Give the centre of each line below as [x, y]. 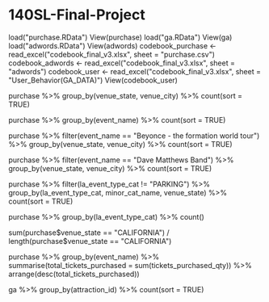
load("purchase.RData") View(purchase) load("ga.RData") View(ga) [120, 37]
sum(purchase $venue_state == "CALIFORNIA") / [89, 233]
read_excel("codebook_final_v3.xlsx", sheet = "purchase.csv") [112, 54]
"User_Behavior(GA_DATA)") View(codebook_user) [93, 80]
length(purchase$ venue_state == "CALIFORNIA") [90, 241]
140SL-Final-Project [77, 15]
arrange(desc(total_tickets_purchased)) [74, 274]
